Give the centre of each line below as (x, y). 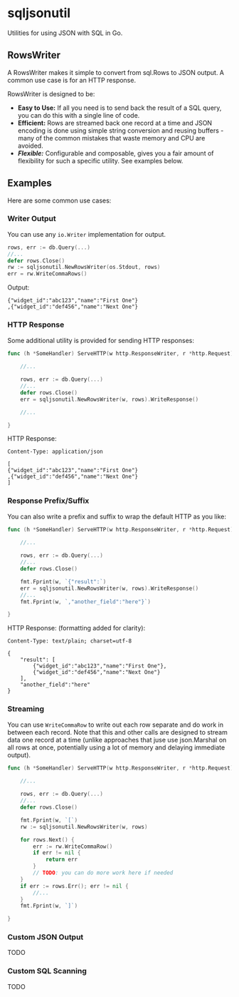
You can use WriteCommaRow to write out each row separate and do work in (116, 725)
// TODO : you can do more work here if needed (103, 873)
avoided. (31, 145)
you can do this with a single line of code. (79, 115)
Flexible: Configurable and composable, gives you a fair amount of (116, 153)
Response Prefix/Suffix (48, 501)
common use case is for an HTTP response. (72, 80)
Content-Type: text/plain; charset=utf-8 (70, 641)
